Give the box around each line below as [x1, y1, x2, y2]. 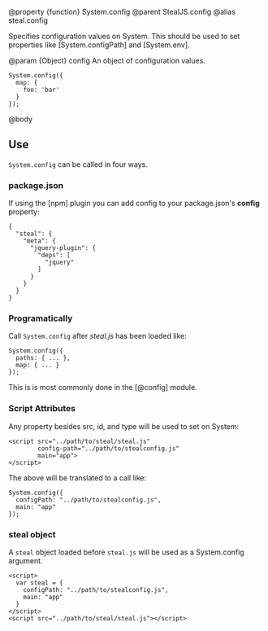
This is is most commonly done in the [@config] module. [8, 383, 197, 392]
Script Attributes [8, 403, 76, 414]
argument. [8, 556, 43, 565]
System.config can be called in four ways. [8, 159, 148, 169]
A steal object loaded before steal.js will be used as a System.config [8, 547, 245, 557]
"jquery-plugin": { [29, 244, 96, 252]
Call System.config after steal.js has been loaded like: [8, 331, 187, 341]
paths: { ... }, [15, 354, 71, 362]
